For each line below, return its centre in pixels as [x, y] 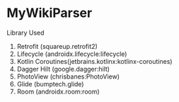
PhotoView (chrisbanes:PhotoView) [68, 76]
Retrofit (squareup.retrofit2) [57, 46]
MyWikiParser [50, 13]
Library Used [25, 33]
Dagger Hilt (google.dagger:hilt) [63, 69]
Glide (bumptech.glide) [50, 84]
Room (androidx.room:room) [58, 91]
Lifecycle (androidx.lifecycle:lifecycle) [72, 54]
